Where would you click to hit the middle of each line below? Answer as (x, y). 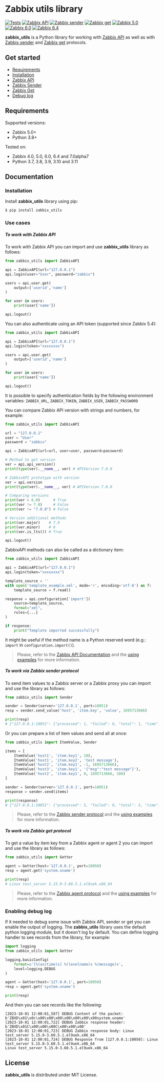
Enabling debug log (29, 911)
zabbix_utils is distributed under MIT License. (51, 1075)
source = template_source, (39, 604)
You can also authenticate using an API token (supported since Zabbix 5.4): (81, 324)
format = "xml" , (28, 608)
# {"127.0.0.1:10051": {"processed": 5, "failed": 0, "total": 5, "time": (83, 805)
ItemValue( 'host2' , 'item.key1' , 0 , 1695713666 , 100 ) (70, 774)
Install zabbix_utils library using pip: (41, 201)
